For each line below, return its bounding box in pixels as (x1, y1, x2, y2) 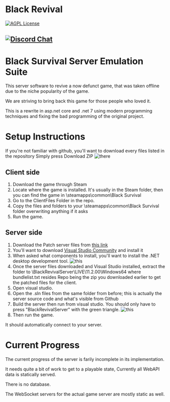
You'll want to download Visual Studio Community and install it (12, 247, 144, 253)
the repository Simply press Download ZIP (5, 153, 93, 159)
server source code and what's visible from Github (12, 296, 119, 302)
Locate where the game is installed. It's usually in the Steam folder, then (12, 187, 163, 193)
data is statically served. (5, 371, 56, 377)
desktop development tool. (12, 258, 69, 264)
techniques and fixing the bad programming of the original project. (5, 113, 145, 120)
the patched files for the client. (12, 279, 77, 285)
